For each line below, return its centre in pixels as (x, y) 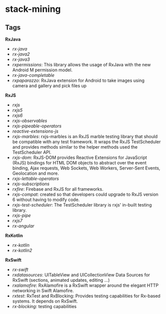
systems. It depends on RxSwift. (45, 301)
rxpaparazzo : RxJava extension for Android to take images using (78, 80)
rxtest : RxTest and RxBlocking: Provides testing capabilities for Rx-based (86, 296)
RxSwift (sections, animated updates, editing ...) (61, 280)
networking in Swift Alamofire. (43, 290)
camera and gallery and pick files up (49, 86)
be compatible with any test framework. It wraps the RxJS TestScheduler (86, 142)
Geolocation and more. (36, 173)
